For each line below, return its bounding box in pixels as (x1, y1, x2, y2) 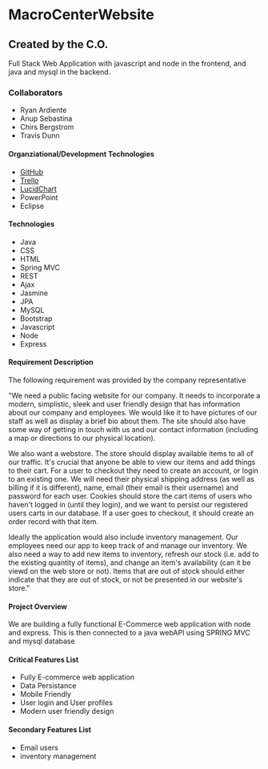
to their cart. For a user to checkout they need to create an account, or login (8, 466, 258, 475)
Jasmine (19, 288, 49, 298)
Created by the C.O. (8, 38, 109, 51)
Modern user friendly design (19, 707, 114, 716)
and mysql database (8, 636, 75, 646)
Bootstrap (19, 314, 53, 323)
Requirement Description (8, 358, 94, 367)
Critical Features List (8, 655, 79, 664)
